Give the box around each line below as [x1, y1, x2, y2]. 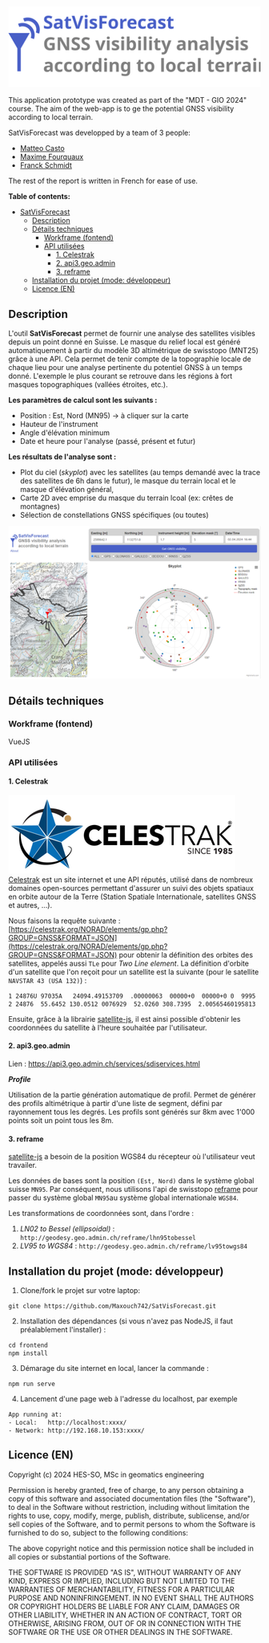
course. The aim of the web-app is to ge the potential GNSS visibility [8, 104, 235, 114]
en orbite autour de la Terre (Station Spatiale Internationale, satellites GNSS [8, 892, 257, 901]
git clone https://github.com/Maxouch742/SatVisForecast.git [8, 1302, 217, 1310]
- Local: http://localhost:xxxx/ [8, 1418, 127, 1426]
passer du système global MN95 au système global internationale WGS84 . [8, 1193, 239, 1202]
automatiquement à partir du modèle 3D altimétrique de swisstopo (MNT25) [8, 346, 259, 356]
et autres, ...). [8, 900, 53, 909]
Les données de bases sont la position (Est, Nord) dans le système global [8, 1176, 255, 1185]
